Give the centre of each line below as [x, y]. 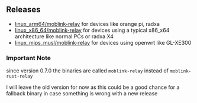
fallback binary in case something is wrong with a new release [82, 94]
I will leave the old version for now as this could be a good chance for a [93, 87]
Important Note [29, 58]
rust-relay [20, 77]
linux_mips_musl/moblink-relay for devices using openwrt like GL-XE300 [103, 42]
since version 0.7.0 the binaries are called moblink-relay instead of [88, 71]
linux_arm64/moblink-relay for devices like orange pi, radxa [87, 24]
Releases [23, 10]
